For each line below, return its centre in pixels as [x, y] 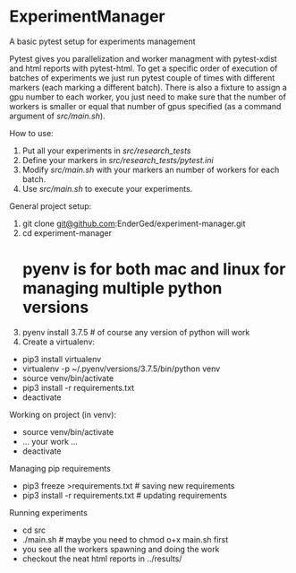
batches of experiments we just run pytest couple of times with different [142, 77]
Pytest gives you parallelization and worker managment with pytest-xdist [143, 58]
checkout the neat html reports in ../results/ [102, 559]
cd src [34, 530]
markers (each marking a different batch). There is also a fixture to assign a [148, 87]
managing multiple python [122, 288]
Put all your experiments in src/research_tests [106, 151]
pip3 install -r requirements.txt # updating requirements [125, 495]
